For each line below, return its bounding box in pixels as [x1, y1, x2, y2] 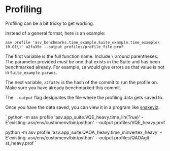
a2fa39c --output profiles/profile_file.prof [25, 44, 124, 49]
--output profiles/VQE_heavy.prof [95, 119, 165, 125]
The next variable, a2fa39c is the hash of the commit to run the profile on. [5, 79, 158, 85]
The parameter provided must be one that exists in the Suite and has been [5, 58, 160, 64]
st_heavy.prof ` [5, 140, 37, 146]
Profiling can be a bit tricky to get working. [5, 20, 94, 26]
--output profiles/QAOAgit [95, 134, 150, 140]
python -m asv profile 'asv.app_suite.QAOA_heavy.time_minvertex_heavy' [5, 129, 159, 135]
